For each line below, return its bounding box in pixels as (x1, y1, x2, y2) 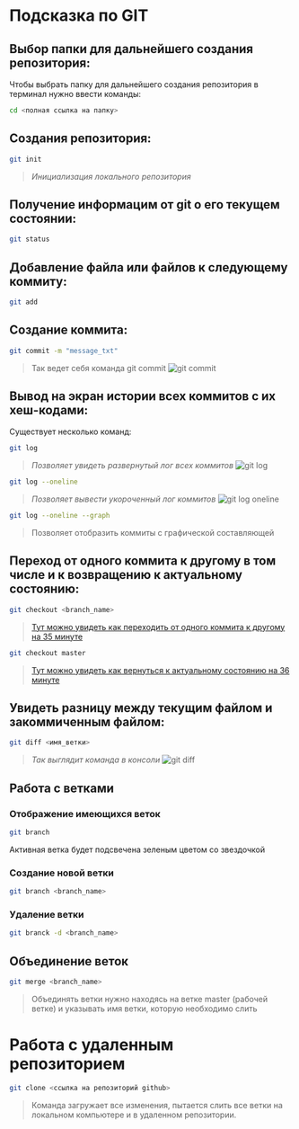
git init (9, 155, 42, 164)
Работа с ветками (9, 780, 115, 796)
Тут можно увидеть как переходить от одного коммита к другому (31, 621, 286, 632)
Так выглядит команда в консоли (31, 754, 161, 765)
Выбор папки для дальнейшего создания (9, 41, 254, 57)
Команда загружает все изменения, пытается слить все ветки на (31, 1099, 283, 1110)
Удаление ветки (9, 908, 84, 920)
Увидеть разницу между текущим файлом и (9, 700, 273, 716)
